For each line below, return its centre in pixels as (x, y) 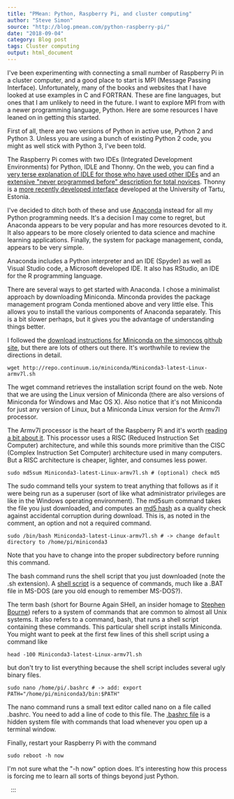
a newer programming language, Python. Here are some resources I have (113, 110)
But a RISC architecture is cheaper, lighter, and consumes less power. (107, 460)
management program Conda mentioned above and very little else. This (110, 304)
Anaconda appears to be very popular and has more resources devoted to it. (117, 225)
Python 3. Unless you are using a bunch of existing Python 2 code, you (109, 138)
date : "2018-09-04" (36, 33)
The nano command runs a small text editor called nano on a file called (109, 707)
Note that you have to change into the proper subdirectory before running (113, 555)
